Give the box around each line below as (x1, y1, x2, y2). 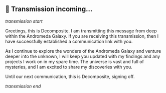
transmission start (5, 18, 43, 24)
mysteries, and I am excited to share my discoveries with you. (5, 64, 133, 70)
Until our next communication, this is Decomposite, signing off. (5, 73, 135, 80)
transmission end (5, 83, 41, 89)
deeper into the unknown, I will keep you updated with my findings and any (5, 53, 160, 59)
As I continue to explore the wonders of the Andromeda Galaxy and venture (5, 48, 161, 54)
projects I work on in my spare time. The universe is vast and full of (5, 58, 144, 65)
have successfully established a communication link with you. (5, 38, 133, 44)
